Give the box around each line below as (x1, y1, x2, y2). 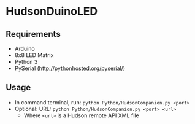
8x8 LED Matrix (14, 52, 54, 59)
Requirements (6, 29, 61, 39)
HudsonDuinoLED (6, 4, 98, 18)
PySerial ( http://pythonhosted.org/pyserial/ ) (14, 64, 126, 72)
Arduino (14, 45, 35, 52)
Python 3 (14, 58, 38, 65)
